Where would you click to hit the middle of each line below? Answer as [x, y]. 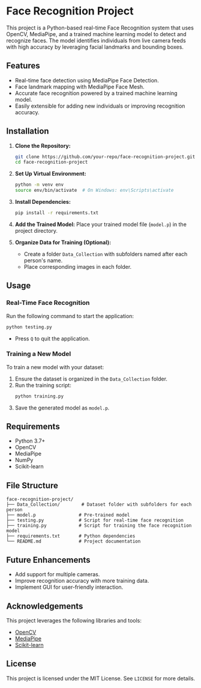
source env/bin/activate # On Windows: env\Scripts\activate [94, 191]
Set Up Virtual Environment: [50, 174]
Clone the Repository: [43, 146]
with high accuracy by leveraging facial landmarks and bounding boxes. [95, 47]
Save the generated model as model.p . [62, 408]
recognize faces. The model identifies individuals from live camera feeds [96, 40]
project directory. [36, 230]
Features [23, 66]
